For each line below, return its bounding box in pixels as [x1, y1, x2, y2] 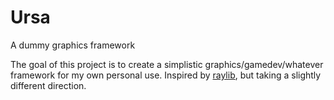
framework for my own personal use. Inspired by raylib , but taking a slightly [10, 69, 322, 81]
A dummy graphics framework [10, 39, 136, 51]
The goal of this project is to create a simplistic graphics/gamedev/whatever [10, 58, 324, 70]
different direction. [10, 79, 87, 91]
